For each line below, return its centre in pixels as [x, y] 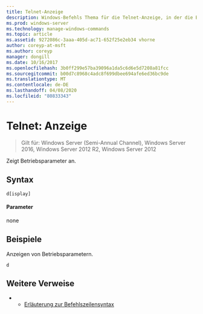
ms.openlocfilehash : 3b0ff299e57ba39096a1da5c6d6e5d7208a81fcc [88, 68]
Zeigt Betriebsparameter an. [41, 161]
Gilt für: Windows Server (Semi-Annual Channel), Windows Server [103, 143]
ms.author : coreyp [29, 51]
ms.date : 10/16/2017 [32, 62]
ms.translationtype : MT [36, 79]
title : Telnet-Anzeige [35, 12]
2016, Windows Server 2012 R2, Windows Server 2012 [89, 149]
